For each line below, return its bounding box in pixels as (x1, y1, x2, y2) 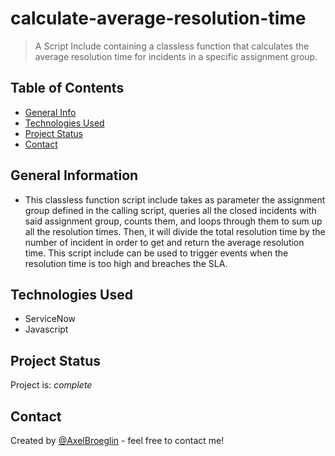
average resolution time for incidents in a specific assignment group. (34, 50, 318, 62)
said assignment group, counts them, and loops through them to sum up (24, 215, 323, 227)
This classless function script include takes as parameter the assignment (24, 193, 326, 206)
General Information (10, 167, 139, 184)
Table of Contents (10, 80, 125, 97)
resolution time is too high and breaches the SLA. (24, 257, 228, 269)
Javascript (24, 323, 69, 336)
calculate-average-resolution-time (10, 7, 307, 30)
